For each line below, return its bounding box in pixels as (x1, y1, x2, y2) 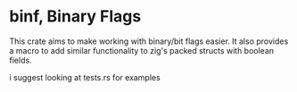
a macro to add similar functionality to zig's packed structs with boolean (9, 45, 275, 55)
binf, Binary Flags (9, 6, 142, 27)
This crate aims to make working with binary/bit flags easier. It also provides (9, 36, 289, 46)
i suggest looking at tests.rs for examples (9, 71, 161, 82)
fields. (9, 54, 33, 65)
